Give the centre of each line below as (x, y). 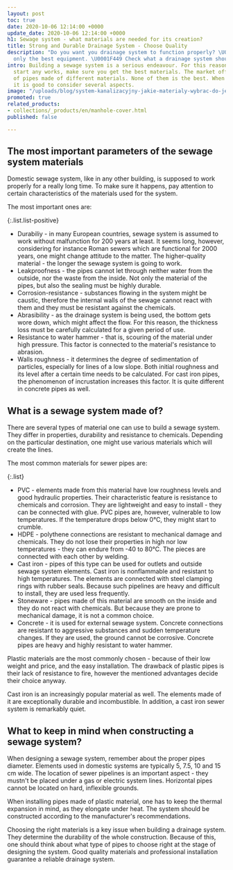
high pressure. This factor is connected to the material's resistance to (116, 345)
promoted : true (29, 98)
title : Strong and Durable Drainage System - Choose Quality (97, 46)
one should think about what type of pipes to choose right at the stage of (112, 844)
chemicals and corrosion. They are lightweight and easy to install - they (119, 505)
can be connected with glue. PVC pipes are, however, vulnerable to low (119, 512)
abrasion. (31, 352)
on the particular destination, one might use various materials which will (110, 443)
